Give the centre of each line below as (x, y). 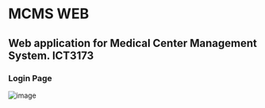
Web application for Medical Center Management (133, 43)
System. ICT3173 (51, 55)
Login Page (31, 78)
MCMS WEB (49, 14)
